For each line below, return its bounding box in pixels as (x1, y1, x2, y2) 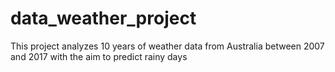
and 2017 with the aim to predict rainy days (10, 50, 188, 62)
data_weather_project (10, 7, 197, 30)
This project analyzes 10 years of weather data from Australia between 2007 (10, 40, 325, 52)
